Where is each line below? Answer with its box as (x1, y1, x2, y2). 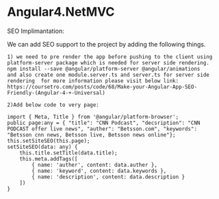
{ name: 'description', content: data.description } (31, 173, 185, 180)
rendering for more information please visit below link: (7, 77, 179, 84)
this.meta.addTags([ (19, 155, 78, 162)
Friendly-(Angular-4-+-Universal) (7, 89, 106, 96)
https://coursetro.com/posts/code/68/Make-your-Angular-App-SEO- (7, 83, 197, 90)
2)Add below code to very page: (7, 101, 99, 108)
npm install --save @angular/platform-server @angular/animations (7, 65, 201, 72)
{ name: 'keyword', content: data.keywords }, (31, 167, 167, 174)
